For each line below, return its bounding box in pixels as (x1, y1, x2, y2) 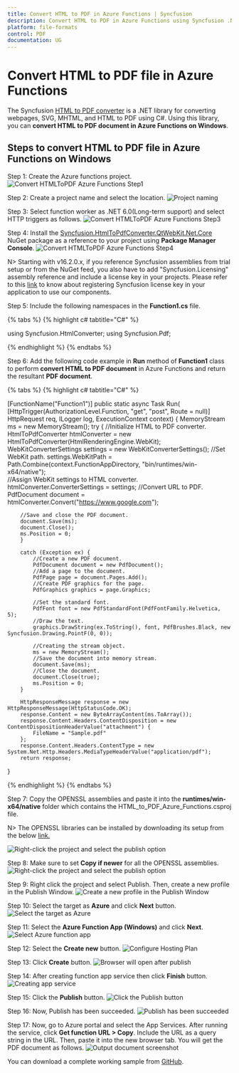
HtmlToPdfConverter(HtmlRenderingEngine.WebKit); (7, 437, 161, 446)
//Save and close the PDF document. (20, 511, 129, 518)
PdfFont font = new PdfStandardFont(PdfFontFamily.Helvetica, (33, 604, 221, 612)
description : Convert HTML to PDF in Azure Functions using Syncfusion (7, 17, 224, 24)
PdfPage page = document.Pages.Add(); (33, 574, 148, 581)
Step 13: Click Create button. (7, 958, 92, 966)
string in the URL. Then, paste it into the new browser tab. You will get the (7, 1035, 223, 1044)
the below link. (7, 831, 51, 839)
